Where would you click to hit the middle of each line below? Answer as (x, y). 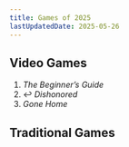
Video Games (49, 63)
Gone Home (45, 104)
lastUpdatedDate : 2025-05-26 (64, 26)
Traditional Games (62, 132)
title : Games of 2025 (50, 18)
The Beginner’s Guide (63, 85)
